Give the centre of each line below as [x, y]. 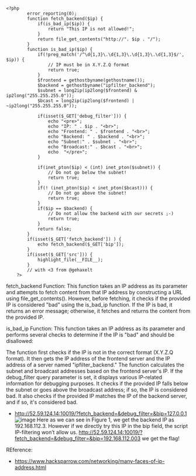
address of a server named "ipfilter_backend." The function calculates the [95, 365]
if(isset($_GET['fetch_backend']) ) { [74, 239]
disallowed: [20, 341]
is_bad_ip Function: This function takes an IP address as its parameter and [96, 329]
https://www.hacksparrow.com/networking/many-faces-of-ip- [90, 461]
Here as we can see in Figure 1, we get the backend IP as [106, 420]
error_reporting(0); [52, 13]
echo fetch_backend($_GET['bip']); [81, 244]
